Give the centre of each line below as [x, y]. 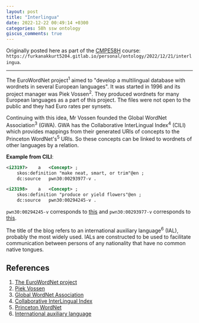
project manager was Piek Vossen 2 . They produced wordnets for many [93, 93]
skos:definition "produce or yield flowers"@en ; [79, 195]
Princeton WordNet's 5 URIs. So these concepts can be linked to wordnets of [99, 138]
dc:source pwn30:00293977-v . [57, 179]
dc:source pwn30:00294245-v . [57, 200]
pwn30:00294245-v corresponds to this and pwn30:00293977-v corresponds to [99, 212]
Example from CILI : [30, 156]
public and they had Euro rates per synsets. [59, 106]
